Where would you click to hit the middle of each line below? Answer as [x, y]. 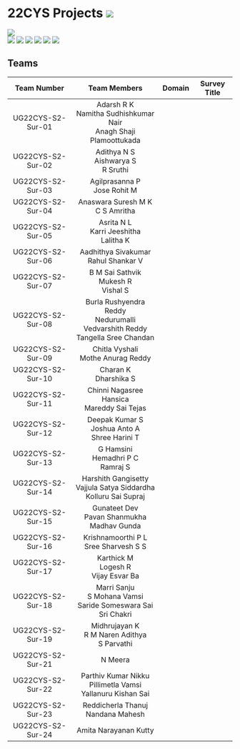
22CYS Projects [55, 13]
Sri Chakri [115, 614]
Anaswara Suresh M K [115, 201]
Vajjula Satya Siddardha [115, 487]
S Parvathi [115, 643]
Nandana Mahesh [115, 714]
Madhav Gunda [115, 526]
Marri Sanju [115, 587]
